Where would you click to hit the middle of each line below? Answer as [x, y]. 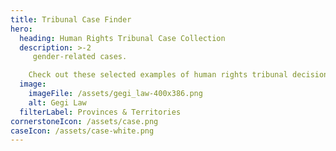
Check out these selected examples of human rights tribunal [158, 75]
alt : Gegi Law [57, 102]
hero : [21, 29]
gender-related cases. [80, 57]
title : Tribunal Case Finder [71, 19]
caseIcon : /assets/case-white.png [82, 131]
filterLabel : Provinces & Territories [100, 112]
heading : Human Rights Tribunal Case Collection [122, 38]
